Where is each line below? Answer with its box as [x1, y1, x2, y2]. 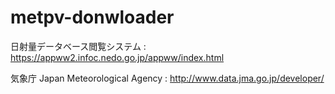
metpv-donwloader [10, 6, 175, 29]
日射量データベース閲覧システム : [10, 40, 147, 52]
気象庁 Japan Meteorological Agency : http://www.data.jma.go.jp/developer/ [10, 72, 325, 84]
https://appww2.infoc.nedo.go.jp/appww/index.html [10, 51, 225, 63]
